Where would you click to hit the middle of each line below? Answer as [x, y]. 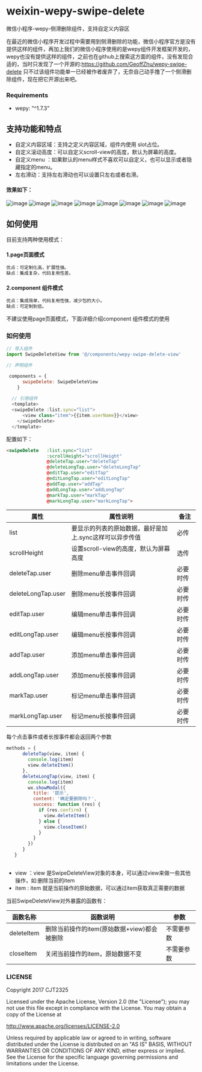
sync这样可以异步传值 [110, 537]
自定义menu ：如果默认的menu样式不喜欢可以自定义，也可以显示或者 [101, 160]
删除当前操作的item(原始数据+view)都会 [101, 929]
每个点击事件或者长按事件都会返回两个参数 [59, 737]
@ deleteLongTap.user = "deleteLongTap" [94, 467]
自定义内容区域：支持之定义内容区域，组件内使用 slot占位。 [89, 145]
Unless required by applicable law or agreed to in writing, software [89, 1038]
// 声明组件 [20, 365]
